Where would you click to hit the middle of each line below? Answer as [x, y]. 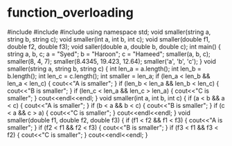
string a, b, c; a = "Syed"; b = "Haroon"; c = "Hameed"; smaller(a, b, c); [109, 54]
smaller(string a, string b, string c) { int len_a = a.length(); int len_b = [105, 69]
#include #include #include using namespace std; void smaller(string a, [109, 32]
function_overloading [70, 13]
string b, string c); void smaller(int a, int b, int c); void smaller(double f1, [109, 39]
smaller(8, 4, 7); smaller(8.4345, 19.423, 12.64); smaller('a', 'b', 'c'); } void [112, 61]
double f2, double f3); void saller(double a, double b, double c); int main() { [114, 46]
